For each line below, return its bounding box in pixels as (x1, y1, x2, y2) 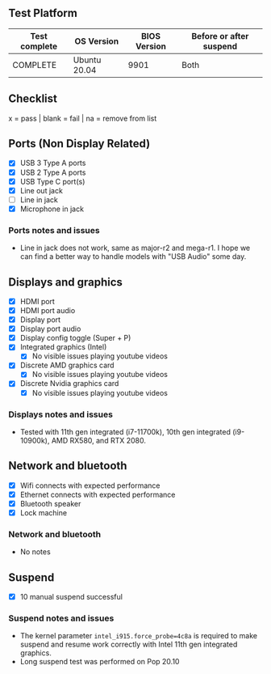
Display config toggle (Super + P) (19, 333, 131, 343)
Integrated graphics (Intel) (19, 342, 107, 352)
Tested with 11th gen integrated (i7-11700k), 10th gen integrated (19, 426, 231, 436)
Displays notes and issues (8, 409, 113, 420)
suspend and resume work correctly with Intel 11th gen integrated (19, 639, 238, 650)
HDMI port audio (19, 305, 76, 315)
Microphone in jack (19, 204, 85, 214)
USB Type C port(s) (19, 176, 85, 186)
